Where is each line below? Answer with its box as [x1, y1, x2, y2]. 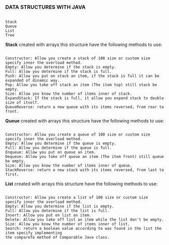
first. [5, 172, 19, 177]
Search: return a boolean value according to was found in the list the [5, 226, 162, 231]
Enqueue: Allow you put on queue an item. [5, 150, 96, 155]
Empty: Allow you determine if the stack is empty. [5, 65, 116, 70]
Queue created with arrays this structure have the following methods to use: [5, 118, 164, 124]
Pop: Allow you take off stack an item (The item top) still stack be [5, 83, 157, 88]
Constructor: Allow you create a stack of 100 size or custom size [5, 56, 151, 61]
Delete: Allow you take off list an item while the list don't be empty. [5, 217, 164, 222]
